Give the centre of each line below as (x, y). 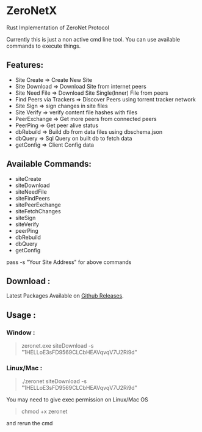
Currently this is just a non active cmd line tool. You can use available (93, 39)
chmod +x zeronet (44, 412)
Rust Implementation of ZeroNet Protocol (58, 27)
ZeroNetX (32, 11)
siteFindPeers (32, 198)
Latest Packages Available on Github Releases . (65, 296)
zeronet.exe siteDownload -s (57, 346)
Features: (25, 65)
